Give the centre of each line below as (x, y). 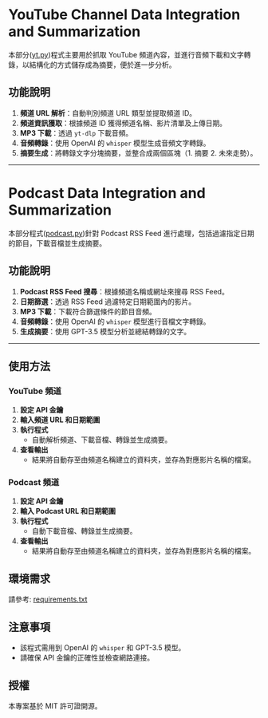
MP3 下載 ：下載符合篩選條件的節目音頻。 (88, 311)
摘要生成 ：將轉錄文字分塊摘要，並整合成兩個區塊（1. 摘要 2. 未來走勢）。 (138, 152)
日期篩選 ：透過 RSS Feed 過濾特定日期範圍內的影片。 (108, 302)
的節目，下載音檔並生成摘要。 (57, 243)
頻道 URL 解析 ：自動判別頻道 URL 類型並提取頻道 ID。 (108, 112)
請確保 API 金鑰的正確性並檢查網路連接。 (87, 658)
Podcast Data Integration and (107, 193)
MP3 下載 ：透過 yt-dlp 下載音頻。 (76, 132)
